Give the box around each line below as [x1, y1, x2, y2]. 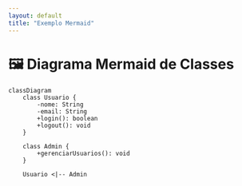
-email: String [37, 108, 88, 116]
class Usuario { [22, 93, 77, 102]
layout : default [8, 11, 62, 20]
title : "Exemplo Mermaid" [8, 19, 94, 27]
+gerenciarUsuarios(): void [37, 149, 130, 158]
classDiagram [8, 87, 52, 95]
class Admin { [22, 143, 69, 151]
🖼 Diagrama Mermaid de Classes [8, 55, 234, 73]
